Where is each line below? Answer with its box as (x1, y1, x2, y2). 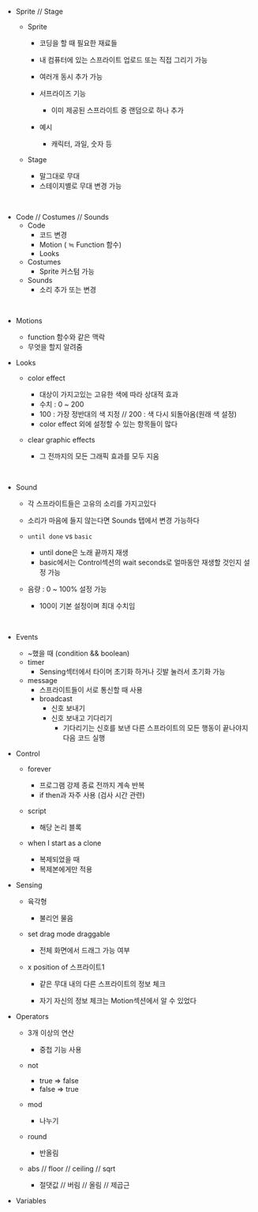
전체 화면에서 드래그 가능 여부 (39, 946, 130, 955)
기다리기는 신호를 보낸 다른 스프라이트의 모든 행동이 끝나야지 (62, 723, 249, 732)
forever (27, 765, 51, 773)
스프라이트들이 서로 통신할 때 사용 (39, 685, 144, 694)
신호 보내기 (50, 704, 85, 712)
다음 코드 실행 (62, 733, 106, 742)
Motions (15, 316, 43, 325)
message (27, 676, 58, 685)
